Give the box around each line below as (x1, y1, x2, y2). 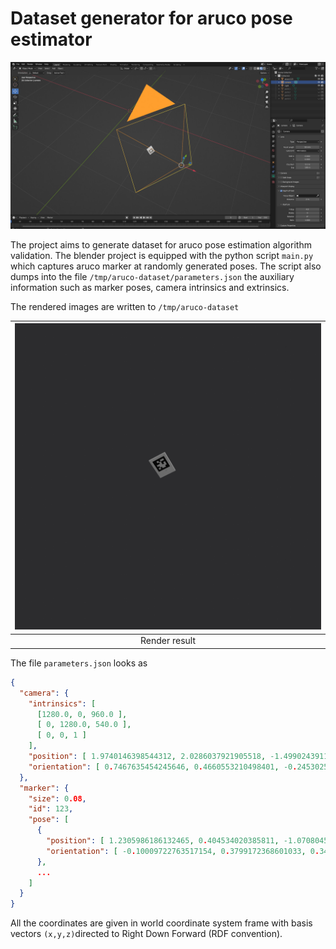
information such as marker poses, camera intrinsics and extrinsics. (10, 281, 290, 293)
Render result (139, 635, 197, 647)
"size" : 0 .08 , (28, 793, 87, 804)
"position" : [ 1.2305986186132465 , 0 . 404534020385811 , (46, 836, 280, 846)
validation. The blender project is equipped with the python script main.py (10, 249, 314, 261)
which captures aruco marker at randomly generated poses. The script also (10, 260, 322, 272)
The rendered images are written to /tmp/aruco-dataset (10, 300, 240, 312)
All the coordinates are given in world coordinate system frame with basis (10, 917, 313, 929)
